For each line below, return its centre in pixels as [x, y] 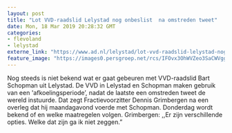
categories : [24, 33]
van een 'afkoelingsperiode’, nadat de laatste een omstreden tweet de [106, 92]
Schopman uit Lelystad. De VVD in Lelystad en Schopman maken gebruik [112, 85]
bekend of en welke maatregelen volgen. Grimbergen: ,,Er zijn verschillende [115, 114]
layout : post [26, 13]
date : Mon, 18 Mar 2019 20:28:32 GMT [61, 26]
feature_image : [29, 59]
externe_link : [28, 52]
